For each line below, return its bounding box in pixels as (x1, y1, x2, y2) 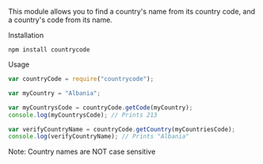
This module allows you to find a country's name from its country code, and (8, 7, 256, 16)
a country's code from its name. (8, 15, 112, 25)
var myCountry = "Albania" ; (8, 89, 101, 97)
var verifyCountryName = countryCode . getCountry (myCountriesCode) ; (8, 125, 236, 133)
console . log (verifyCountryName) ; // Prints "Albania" (8, 132, 190, 141)
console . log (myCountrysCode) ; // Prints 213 (8, 111, 158, 119)
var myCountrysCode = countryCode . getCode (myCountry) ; (8, 103, 193, 112)
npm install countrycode (8, 46, 90, 54)
